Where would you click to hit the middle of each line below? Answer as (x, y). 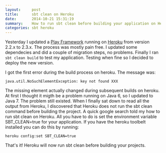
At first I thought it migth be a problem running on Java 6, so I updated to (79, 96)
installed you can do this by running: (42, 127)
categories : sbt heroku (30, 28)
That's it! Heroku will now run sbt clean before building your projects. (75, 145)
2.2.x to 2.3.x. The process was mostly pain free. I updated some (71, 47)
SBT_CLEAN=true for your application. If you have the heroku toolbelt (75, 122)
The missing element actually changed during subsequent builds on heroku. (82, 91)
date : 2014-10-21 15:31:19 (40, 19)
